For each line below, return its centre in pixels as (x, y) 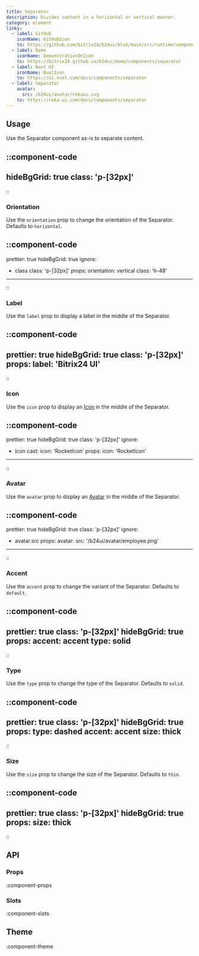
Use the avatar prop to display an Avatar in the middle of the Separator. (93, 496)
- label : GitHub (31, 34)
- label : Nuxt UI (33, 67)
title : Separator (28, 12)
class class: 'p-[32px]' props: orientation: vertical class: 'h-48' (91, 270)
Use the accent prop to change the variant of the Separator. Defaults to (93, 586)
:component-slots (28, 913)
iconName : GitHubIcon (43, 39)
